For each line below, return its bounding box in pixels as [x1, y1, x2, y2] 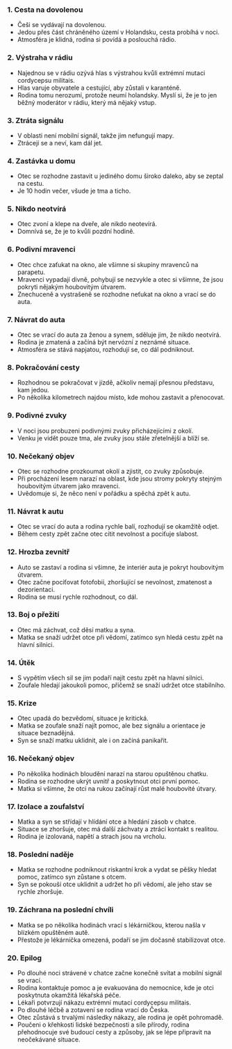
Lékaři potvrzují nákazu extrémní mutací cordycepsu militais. [17, 998, 192, 1007]
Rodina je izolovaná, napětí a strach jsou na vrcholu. [17, 833, 167, 841]
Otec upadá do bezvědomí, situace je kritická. [17, 714, 149, 723]
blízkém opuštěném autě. [17, 928, 90, 936]
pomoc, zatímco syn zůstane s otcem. [17, 873, 126, 881]
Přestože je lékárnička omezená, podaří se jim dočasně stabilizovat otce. [17, 936, 226, 944]
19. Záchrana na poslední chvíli [7, 905, 114, 915]
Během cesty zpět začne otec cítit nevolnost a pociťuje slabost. [17, 530, 199, 538]
